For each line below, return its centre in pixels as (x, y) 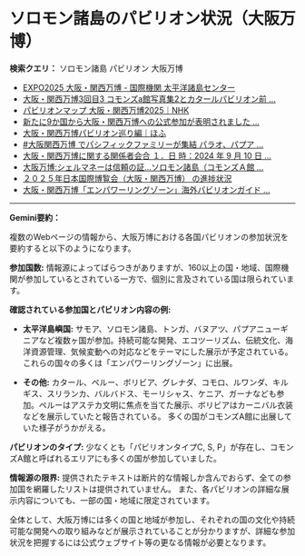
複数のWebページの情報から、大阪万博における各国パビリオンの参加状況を (149, 236)
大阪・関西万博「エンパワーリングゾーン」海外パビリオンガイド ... (146, 189)
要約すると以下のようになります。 (73, 248)
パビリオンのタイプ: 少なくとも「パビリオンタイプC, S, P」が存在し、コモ (148, 447)
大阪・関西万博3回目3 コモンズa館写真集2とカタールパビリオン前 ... (149, 99)
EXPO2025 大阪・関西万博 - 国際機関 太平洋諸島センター (129, 87)
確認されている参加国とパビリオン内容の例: (90, 309)
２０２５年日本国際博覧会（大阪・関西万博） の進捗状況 (127, 178)
